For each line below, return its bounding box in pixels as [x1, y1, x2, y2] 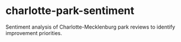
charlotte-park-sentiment [5, 4, 134, 17]
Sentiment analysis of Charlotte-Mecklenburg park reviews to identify [5, 23, 176, 30]
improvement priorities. [5, 29, 63, 36]
